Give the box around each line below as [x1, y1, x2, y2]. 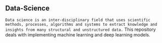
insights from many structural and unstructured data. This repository [5, 26, 156, 32]
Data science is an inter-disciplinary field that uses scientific [5, 17, 151, 22]
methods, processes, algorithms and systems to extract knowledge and [5, 22, 157, 27]
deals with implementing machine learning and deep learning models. [5, 31, 150, 37]
